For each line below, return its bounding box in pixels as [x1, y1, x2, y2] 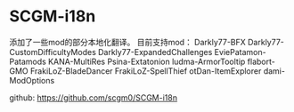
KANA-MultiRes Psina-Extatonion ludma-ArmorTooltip [47, 56, 246, 67]
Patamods [9, 56, 46, 67]
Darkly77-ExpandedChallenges [97, 46, 213, 57]
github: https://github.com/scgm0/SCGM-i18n [9, 92, 178, 103]
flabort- [247, 56, 276, 67]
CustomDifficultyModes [9, 46, 96, 57]
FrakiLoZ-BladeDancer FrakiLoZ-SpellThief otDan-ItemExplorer [29, 65, 262, 76]
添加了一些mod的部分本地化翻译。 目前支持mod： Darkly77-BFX [9, 36, 247, 47]
